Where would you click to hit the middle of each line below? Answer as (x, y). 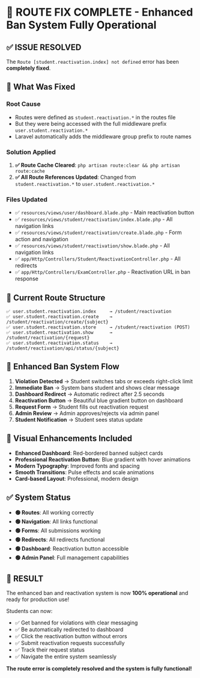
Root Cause (23, 104)
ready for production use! (38, 599)
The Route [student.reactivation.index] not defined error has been (92, 62)
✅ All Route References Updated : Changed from (75, 177)
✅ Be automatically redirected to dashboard (69, 630)
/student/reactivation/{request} (48, 338)
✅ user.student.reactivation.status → (59, 343)
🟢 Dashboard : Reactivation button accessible (72, 548)
